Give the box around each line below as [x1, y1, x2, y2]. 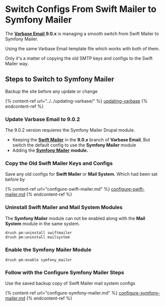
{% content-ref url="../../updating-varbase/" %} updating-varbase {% [5, 98, 148, 104]
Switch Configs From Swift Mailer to [5, 3, 157, 15]
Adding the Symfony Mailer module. [12, 147, 88, 153]
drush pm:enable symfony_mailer [5, 257, 72, 263]
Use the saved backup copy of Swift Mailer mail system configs [5, 281, 136, 287]
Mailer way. [5, 60, 29, 66]
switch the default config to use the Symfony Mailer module [12, 142, 137, 148]
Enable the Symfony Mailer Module [5, 246, 91, 253]
